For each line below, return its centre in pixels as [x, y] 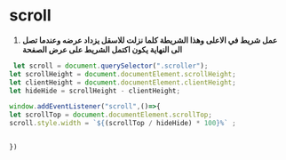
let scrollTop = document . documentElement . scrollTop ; [111, 115]
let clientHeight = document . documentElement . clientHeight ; [123, 82]
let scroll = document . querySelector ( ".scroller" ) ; [111, 66]
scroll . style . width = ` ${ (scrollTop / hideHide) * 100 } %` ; [123, 124]
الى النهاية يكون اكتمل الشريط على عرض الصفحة [102, 49]
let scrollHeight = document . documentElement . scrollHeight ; [123, 74]
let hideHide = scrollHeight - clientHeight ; [95, 91]
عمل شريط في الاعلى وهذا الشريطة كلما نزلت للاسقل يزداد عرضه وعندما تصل [150, 40]
